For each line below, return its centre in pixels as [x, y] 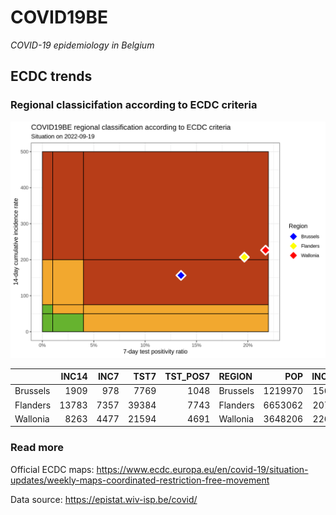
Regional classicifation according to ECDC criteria [134, 105]
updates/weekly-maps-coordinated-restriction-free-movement [140, 480]
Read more [37, 448]
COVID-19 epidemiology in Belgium [82, 45]
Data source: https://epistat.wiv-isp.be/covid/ [104, 499]
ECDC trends [51, 76]
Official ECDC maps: [52, 469]
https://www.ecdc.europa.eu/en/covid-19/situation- [202, 469]
